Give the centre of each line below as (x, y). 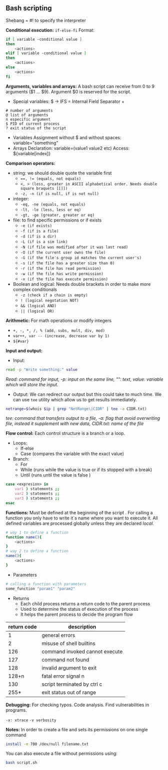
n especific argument (28, 119)
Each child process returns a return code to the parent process (85, 603)
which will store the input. (32, 384)
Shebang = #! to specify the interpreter (46, 20)
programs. (16, 710)
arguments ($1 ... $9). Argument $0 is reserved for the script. (68, 91)
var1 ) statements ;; (37, 489)
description (82, 626)
